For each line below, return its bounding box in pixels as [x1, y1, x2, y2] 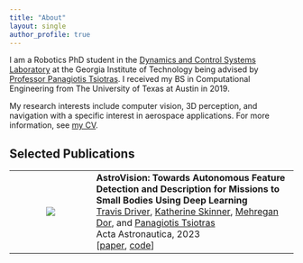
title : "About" [9, 13, 67, 23]
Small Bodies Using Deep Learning [96, 195, 248, 207]
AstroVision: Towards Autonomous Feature [96, 172, 286, 185]
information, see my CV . [9, 120, 99, 131]
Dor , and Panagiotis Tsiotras [96, 217, 216, 230]
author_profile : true [9, 30, 91, 39]
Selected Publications [9, 146, 135, 161]
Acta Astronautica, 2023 [96, 228, 201, 240]
